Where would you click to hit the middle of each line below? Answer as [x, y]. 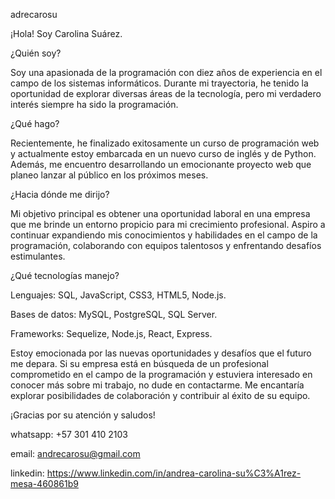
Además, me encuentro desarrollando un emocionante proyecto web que [161, 164]
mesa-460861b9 [44, 483]
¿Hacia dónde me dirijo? [60, 194]
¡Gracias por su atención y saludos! [83, 415]
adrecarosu [34, 14]
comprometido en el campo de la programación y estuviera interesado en [161, 374]
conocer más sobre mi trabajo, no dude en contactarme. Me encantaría [157, 385]
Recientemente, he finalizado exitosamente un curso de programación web [165, 143]
